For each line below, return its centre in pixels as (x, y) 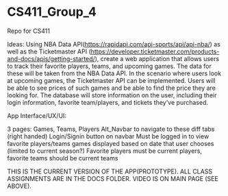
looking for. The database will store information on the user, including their (112, 95)
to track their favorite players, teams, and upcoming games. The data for (110, 66)
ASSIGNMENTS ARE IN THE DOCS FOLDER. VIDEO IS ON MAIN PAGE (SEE (113, 178)
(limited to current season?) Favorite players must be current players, (104, 151)
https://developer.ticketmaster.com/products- (155, 51)
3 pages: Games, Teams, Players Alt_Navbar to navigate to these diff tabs (111, 129)
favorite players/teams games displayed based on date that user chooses (111, 143)
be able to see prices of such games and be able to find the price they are (111, 88)
